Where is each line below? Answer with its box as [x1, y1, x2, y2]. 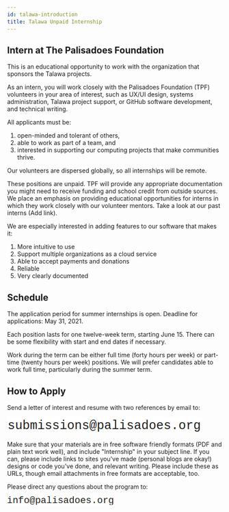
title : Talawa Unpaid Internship [7, 18, 103, 25]
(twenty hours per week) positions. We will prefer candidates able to [21, 358, 214, 366]
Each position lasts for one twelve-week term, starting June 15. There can [7, 331, 215, 339]
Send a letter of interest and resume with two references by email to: [7, 403, 200, 411]
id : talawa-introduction [7, 11, 78, 18]
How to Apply [7, 385, 66, 397]
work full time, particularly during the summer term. [7, 366, 152, 374]
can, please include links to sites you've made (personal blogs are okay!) [7, 455, 212, 463]
